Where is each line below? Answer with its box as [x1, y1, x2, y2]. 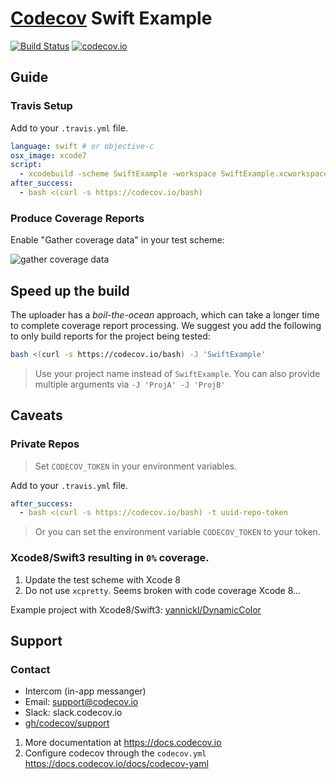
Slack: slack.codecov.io [24, 707, 123, 719]
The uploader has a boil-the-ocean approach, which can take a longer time [10, 308, 320, 321]
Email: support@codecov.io [24, 696, 139, 708]
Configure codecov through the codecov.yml [24, 747, 207, 759]
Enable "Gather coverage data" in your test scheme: [10, 234, 225, 246]
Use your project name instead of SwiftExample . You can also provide [34, 367, 321, 379]
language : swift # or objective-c [10, 141, 155, 151]
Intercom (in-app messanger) [24, 685, 147, 697]
